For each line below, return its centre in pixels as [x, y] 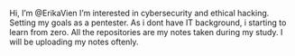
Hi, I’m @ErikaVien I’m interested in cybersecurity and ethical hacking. [139, 13]
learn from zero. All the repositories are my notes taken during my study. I [146, 32]
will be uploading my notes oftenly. [74, 42]
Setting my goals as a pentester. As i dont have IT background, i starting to [148, 23]
